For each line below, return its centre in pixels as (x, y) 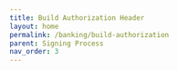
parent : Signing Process (57, 43)
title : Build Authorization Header (77, 18)
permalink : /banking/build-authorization (89, 35)
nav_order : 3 (34, 52)
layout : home (34, 26)
